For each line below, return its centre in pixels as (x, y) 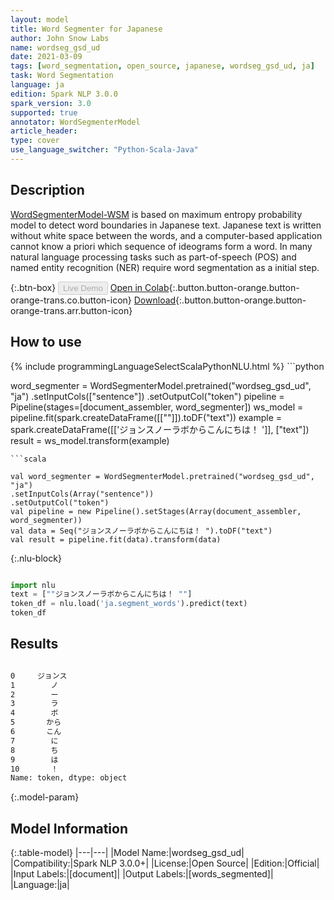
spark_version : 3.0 (51, 103)
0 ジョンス (39, 676)
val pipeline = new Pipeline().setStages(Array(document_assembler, (156, 511)
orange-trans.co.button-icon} (71, 300)
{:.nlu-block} (36, 558)
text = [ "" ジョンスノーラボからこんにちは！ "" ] (101, 594)
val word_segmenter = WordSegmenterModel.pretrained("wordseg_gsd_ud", (162, 476)
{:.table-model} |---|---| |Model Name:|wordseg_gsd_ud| (127, 853)
